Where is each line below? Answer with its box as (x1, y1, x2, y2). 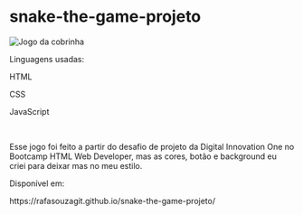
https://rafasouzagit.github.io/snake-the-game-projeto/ (9, 195, 215, 206)
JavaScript (9, 106, 50, 117)
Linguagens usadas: (9, 53, 85, 64)
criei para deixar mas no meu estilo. (9, 160, 143, 171)
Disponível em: (9, 178, 65, 189)
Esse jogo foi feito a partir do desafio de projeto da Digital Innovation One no (9, 141, 295, 152)
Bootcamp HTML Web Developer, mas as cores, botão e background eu (9, 151, 278, 162)
